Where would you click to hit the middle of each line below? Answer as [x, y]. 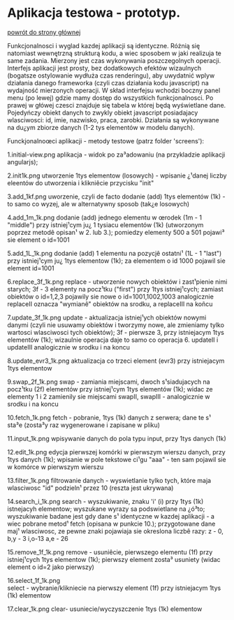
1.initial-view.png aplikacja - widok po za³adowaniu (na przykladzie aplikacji [116, 154]
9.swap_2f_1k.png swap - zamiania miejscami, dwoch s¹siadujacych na [109, 382]
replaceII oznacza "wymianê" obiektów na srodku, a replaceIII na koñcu [110, 304]
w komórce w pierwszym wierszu [56, 467]
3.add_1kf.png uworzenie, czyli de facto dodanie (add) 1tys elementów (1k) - [116, 196]
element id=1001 [31, 268]
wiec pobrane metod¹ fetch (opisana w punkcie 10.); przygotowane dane [111, 524]
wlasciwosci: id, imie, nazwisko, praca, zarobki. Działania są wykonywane [113, 120]
